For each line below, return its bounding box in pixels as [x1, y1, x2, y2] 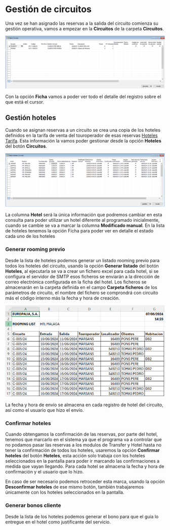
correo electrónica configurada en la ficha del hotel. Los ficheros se [5, 279, 147, 285]
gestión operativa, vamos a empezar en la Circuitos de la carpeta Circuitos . [5, 25, 164, 31]
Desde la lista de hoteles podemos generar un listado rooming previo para [5, 257, 160, 263]
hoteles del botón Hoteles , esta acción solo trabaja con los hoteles [5, 453, 145, 459]
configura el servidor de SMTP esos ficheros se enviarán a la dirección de [5, 273, 160, 279]
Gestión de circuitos [5, 4, 92, 15]
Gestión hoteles [5, 114, 57, 122]
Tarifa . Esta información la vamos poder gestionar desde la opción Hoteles [5, 137, 162, 143]
